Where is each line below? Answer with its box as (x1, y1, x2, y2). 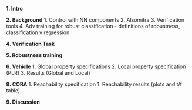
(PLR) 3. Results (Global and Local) (6, 69, 91, 76)
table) (6, 87, 21, 94)
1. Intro (6, 5, 23, 12)
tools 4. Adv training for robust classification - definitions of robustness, (6, 23, 180, 29)
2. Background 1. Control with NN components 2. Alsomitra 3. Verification (6, 16, 185, 23)
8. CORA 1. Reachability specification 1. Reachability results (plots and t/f (6, 81, 183, 88)
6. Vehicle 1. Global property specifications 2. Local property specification (6, 63, 186, 70)
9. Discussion (6, 98, 40, 105)
